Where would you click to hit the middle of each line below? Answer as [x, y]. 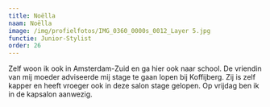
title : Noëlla [32, 16]
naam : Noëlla [30, 23]
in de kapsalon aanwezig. [50, 94]
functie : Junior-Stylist [50, 38]
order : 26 [25, 46]
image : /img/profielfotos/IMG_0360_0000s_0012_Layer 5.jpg [110, 31]
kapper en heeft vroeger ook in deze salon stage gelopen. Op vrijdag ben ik [134, 86]
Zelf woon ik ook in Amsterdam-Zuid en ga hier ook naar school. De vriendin [135, 68]
